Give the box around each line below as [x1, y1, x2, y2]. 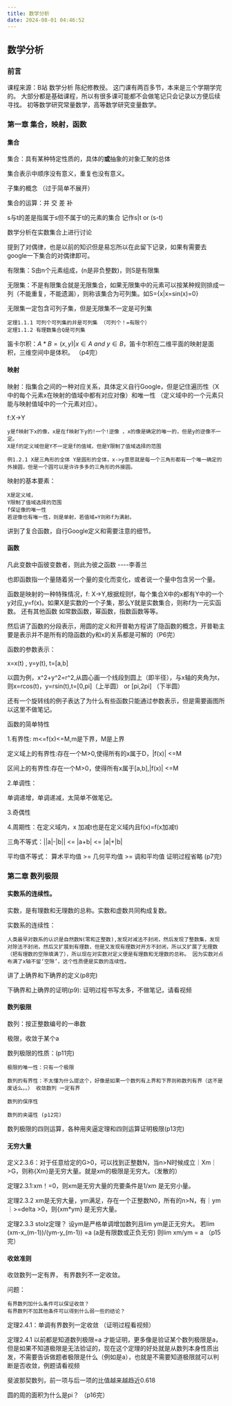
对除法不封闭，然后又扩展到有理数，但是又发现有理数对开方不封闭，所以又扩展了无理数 [7, 943, 218, 950]
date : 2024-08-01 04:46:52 [7, 17, 85, 24]
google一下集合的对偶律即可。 [7, 252, 94, 260]
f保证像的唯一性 [7, 506, 47, 513]
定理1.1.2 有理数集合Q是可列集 [7, 326, 86, 334]
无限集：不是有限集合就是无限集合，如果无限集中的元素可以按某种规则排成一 [7, 281, 225, 289]
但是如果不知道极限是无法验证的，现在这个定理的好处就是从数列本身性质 [7, 1344, 213, 1353]
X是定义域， [7, 492, 37, 499]
